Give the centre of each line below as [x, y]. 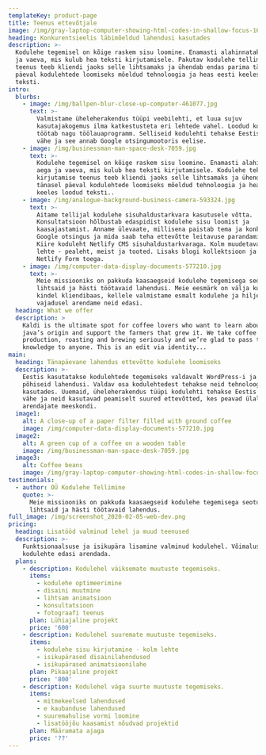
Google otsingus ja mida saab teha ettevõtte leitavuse [131, 237]
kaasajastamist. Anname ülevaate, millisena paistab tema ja [140, 230]
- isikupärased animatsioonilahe [92, 664]
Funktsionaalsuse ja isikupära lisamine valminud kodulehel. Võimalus [141, 546]
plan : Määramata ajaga [66, 730]
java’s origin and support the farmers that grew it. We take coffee [140, 333]
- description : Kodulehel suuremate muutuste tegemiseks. [120, 635]
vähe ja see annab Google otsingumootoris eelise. [122, 141]
